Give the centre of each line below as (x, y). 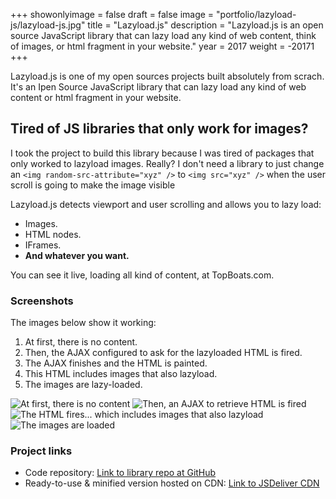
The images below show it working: (83, 323)
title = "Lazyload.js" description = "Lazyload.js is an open (205, 25)
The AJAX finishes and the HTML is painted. (116, 363)
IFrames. (43, 245)
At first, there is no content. (81, 342)
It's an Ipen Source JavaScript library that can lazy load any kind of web (158, 87)
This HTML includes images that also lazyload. (121, 374)
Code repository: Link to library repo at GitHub (120, 473)
